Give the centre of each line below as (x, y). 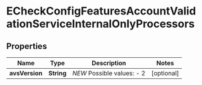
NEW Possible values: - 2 (109, 73)
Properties (27, 46)
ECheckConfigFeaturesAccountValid (101, 11)
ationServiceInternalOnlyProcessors (101, 24)
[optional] (165, 73)
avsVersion (26, 73)
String (57, 73)
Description (109, 63)
